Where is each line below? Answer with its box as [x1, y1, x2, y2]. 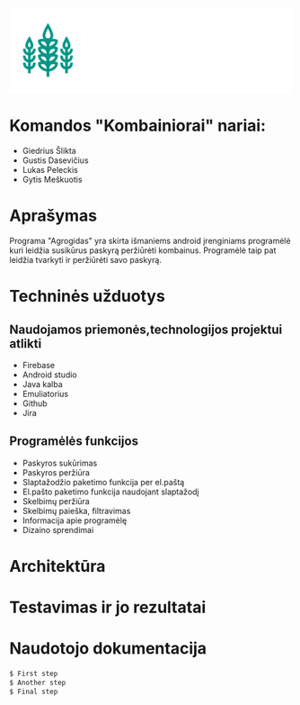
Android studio [22, 369, 78, 380]
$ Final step [9, 687, 58, 697]
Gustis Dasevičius [22, 155, 89, 166]
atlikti [9, 336, 42, 351]
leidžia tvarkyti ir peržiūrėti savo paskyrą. [9, 254, 162, 265]
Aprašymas [9, 205, 97, 226]
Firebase [22, 359, 56, 370]
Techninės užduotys [9, 286, 166, 307]
